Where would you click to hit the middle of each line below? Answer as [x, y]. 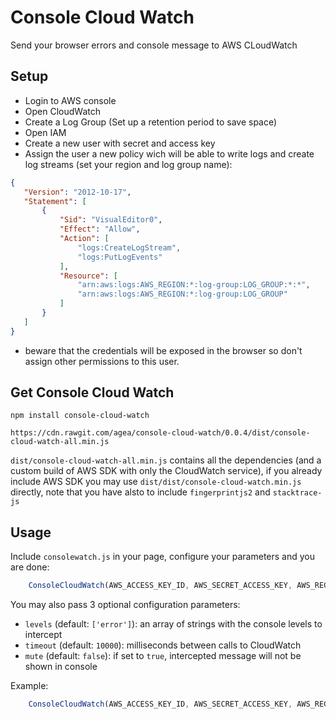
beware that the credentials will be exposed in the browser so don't [163, 350]
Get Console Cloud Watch [92, 392]
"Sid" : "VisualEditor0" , [111, 220]
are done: [30, 567]
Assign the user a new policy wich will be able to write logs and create [169, 153]
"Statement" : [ [55, 201]
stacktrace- [297, 493]
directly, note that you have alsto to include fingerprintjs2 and [140, 492]
